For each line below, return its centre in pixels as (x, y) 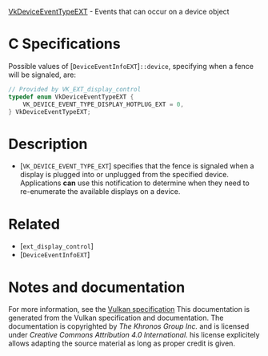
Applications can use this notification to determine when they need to (134, 183)
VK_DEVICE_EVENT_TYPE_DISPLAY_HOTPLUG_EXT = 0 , (103, 104)
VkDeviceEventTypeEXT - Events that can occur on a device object (119, 12)
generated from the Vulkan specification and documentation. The (116, 318)
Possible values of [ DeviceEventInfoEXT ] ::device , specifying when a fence (131, 66)
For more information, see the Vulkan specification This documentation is (129, 309)
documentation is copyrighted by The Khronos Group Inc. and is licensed (129, 326)
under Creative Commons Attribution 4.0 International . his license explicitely (134, 335)
